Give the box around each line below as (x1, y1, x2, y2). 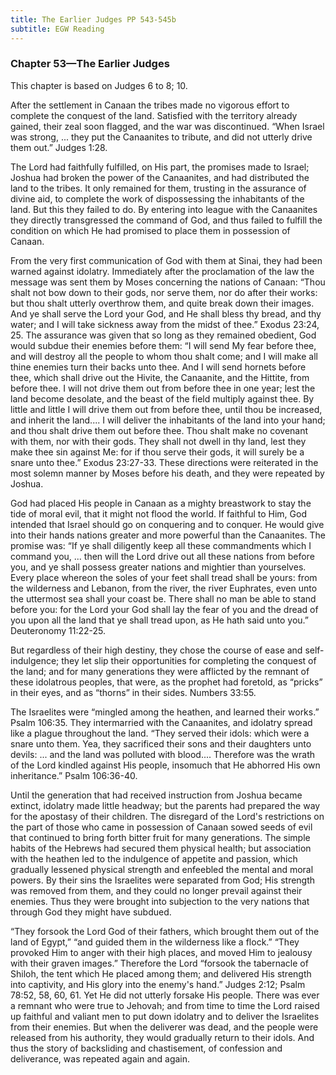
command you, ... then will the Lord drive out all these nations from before (10, 550, 315, 562)
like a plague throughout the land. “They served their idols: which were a (10, 727, 310, 739)
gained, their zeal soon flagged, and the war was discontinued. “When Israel (10, 120, 325, 132)
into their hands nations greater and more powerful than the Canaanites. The (10, 529, 326, 541)
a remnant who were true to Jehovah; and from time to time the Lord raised (10, 999, 320, 1011)
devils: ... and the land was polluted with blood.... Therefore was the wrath (10, 748, 315, 760)
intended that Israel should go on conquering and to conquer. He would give (10, 518, 325, 530)
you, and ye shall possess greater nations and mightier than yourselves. (10, 561, 307, 573)
